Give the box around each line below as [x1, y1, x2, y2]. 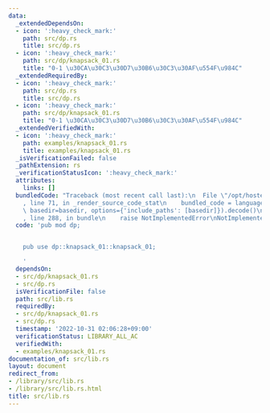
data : [8, 11, 27, 20]
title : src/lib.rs [8, 392, 70, 400]
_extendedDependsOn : [15, 19, 84, 27]
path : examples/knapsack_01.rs [22, 138, 128, 147]
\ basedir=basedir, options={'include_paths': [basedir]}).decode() [22, 206, 257, 214]
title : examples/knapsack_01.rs [22, 147, 131, 155]
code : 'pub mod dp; [15, 221, 81, 229]
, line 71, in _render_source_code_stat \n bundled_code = [22, 199, 231, 207]
